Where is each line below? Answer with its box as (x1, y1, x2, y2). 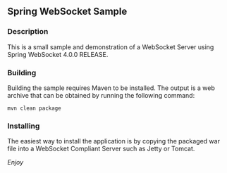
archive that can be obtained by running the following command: (7, 91, 195, 99)
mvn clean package (7, 105, 61, 112)
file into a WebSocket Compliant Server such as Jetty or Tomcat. (7, 144, 195, 153)
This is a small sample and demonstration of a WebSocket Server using (7, 42, 214, 51)
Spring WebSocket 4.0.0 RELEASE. (7, 50, 109, 58)
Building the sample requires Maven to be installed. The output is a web (7, 84, 215, 92)
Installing (7, 121, 40, 131)
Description (7, 27, 49, 37)
